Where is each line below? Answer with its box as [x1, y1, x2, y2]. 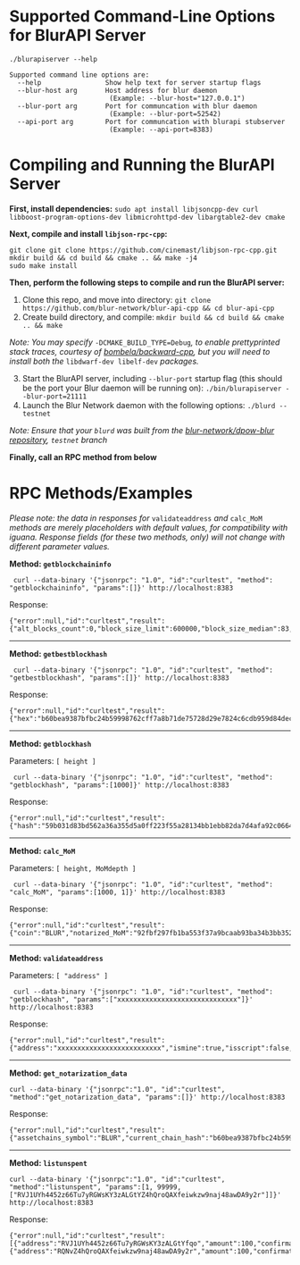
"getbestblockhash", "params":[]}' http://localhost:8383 [9, 673, 229, 683]
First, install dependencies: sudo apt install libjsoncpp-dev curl [9, 203, 259, 214]
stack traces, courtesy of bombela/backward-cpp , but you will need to [9, 346, 271, 356]
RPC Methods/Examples [9, 483, 194, 504]
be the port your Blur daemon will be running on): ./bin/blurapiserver [21, 382, 282, 393]
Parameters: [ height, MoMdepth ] [9, 862, 137, 873]
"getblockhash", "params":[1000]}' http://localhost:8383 [9, 780, 229, 790]
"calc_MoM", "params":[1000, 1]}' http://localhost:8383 [9, 887, 226, 897]
